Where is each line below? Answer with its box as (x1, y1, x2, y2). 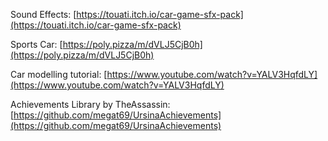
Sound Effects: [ (10, 9, 77, 20)
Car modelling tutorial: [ (10, 69, 108, 80)
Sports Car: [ (10, 39, 63, 50)
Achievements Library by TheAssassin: (10, 99, 171, 110)
